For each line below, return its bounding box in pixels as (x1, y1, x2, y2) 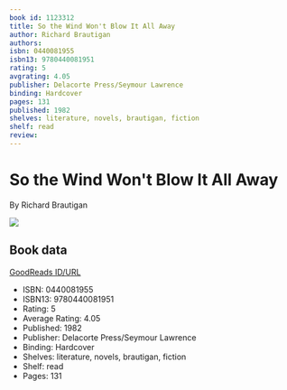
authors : (9, 38, 42, 48)
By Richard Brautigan (9, 200, 88, 210)
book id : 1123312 (9, 13, 75, 23)
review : (9, 131, 39, 140)
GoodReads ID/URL (9, 266, 81, 277)
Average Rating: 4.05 (22, 312, 101, 323)
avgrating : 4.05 (9, 72, 70, 81)
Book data (9, 243, 68, 258)
